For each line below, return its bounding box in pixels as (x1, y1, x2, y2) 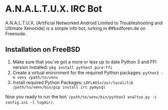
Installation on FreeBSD (5, 45, 81, 54)
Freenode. (5, 30, 27, 36)
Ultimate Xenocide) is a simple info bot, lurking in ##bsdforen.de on (5, 25, 146, 31)
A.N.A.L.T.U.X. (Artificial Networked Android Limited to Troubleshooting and (5, 20, 163, 26)
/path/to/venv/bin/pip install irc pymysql (12, 85, 106, 90)
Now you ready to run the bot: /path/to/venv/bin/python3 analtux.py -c (5, 93, 157, 99)
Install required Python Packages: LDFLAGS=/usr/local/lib (12, 79, 134, 85)
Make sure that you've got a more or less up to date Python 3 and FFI (12, 59, 157, 65)
